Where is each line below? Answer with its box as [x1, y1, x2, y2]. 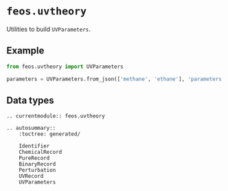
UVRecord [19, 173, 44, 180]
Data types [6, 94, 54, 106]
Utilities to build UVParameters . [6, 25, 91, 33]
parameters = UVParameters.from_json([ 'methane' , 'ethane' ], [6, 76, 185, 82]
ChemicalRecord [19, 149, 62, 156]
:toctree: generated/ [19, 131, 80, 138]
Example [6, 45, 45, 56]
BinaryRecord [19, 161, 56, 168]
